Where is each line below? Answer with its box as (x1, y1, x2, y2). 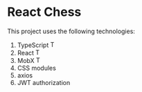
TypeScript (17, 41, 49, 49)
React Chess (7, 4, 82, 20)
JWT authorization (17, 78, 71, 86)
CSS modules (17, 64, 57, 72)
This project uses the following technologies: (7, 27, 135, 35)
